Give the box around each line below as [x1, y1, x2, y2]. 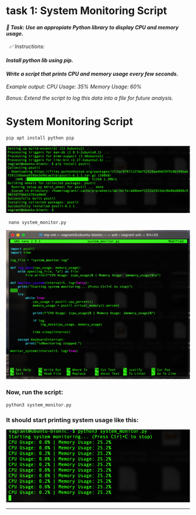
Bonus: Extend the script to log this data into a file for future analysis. [6, 95, 174, 102]
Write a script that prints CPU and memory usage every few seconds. [6, 70, 179, 77]
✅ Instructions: [8, 43, 45, 50]
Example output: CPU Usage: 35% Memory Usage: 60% [6, 83, 142, 90]
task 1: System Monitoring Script [6, 4, 167, 18]
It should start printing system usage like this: [6, 416, 139, 424]
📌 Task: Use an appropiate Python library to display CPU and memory [6, 23, 179, 30]
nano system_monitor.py [8, 219, 66, 226]
